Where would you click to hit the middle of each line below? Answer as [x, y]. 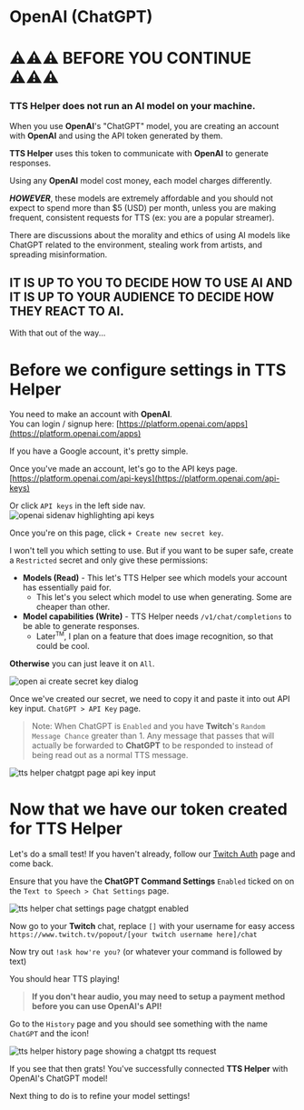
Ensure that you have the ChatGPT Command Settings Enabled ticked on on [152, 881]
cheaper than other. [73, 607]
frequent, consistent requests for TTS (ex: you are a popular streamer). [142, 217]
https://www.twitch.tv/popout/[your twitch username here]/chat [133, 935]
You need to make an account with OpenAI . [91, 415]
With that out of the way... [58, 333]
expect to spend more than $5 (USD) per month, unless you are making [143, 207]
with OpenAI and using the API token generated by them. [116, 135]
